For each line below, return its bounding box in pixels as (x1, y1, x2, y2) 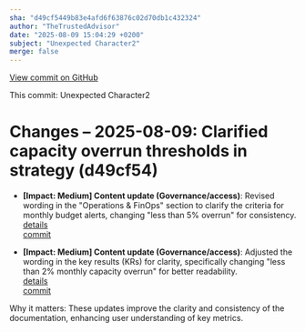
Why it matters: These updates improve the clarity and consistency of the (9, 303, 285, 314)
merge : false (9, 47, 59, 56)
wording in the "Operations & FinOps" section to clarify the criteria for (22, 200, 285, 211)
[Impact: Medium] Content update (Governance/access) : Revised (22, 190, 275, 201)
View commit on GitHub (9, 72, 98, 83)
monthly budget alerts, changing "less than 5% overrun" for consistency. (22, 210, 297, 221)
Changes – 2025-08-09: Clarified (9, 122, 269, 142)
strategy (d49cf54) (9, 160, 158, 181)
